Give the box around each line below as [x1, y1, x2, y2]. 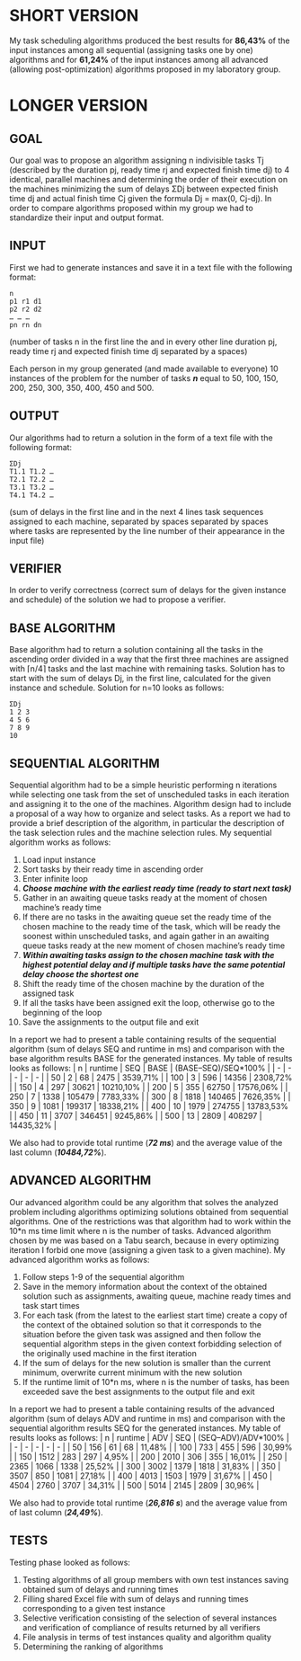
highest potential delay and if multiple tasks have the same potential [22, 959, 286, 970]
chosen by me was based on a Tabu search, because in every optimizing [9, 1235, 279, 1246]
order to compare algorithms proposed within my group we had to [9, 202, 253, 213]
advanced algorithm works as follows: [9, 1254, 150, 1265]
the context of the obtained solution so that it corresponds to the [22, 1319, 262, 1330]
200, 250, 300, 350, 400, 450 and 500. [9, 382, 155, 393]
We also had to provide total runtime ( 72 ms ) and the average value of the [9, 1138, 283, 1148]
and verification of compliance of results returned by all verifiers [22, 1621, 261, 1632]
